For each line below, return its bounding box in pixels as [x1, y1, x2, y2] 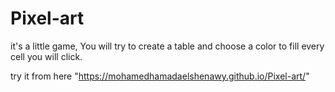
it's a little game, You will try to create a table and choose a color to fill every [10, 40, 325, 52]
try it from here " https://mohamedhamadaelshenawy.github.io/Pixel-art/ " [10, 70, 310, 82]
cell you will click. [10, 50, 83, 62]
